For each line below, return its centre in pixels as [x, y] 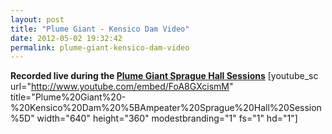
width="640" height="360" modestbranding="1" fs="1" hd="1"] [167, 118]
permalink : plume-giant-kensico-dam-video [100, 47]
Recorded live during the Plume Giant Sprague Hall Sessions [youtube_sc [164, 76]
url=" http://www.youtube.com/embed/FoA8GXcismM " [122, 87]
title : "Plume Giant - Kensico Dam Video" [100, 29]
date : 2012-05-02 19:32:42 [66, 38]
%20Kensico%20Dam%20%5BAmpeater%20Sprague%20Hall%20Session [166, 108]
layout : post [37, 19]
